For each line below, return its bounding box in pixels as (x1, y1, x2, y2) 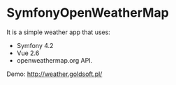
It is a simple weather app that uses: (6, 28, 111, 36)
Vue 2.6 (16, 49, 40, 57)
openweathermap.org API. (16, 56, 93, 64)
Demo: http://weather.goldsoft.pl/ (6, 70, 103, 78)
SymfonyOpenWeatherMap (6, 5, 169, 21)
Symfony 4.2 (16, 41, 54, 49)
